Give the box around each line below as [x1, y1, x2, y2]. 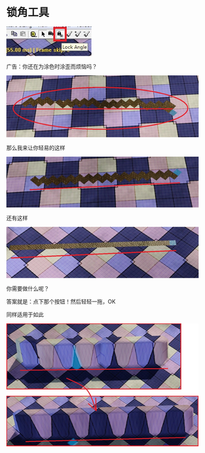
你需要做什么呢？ [6, 285, 49, 292]
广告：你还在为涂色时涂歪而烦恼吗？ [6, 62, 98, 70]
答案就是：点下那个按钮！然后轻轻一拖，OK [6, 298, 116, 305]
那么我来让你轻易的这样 [6, 144, 65, 151]
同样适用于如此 [6, 311, 44, 318]
